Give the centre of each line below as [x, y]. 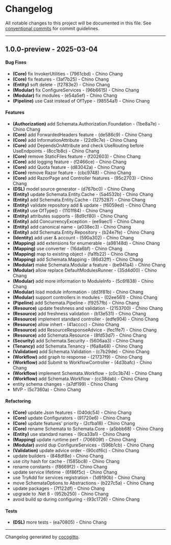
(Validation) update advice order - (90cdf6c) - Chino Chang [76, 450]
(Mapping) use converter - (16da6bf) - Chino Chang [67, 249]
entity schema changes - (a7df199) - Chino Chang [65, 384]
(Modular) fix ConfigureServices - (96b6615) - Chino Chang [76, 90]
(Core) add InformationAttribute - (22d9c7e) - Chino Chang [75, 140]
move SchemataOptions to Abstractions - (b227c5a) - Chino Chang [83, 483]
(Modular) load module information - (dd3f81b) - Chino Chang [78, 292]
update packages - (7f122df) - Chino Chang [59, 488]
